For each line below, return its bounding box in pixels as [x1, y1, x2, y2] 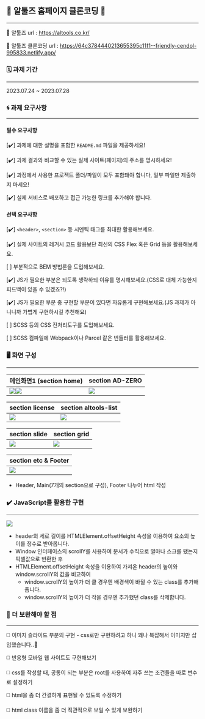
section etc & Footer [9, 456, 70, 465]
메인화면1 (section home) [9, 377, 84, 386]
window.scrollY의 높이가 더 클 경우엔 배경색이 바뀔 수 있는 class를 [24, 578, 183, 586]
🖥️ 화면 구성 [6, 351, 37, 359]
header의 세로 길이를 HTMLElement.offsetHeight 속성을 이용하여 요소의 [15, 532, 189, 540]
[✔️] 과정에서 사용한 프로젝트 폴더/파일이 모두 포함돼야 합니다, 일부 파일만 [6, 171, 180, 179]
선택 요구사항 [6, 210, 38, 218]
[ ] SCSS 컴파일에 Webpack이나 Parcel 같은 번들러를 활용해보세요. [6, 334, 167, 341]
